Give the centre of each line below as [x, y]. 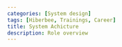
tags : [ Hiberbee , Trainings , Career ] [62, 20]
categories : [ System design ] [49, 13]
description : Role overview [48, 33]
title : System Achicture [43, 26]
